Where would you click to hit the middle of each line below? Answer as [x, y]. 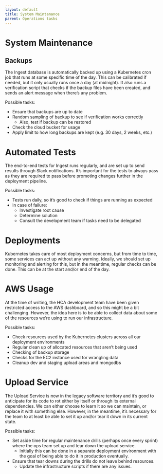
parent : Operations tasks [31, 18]
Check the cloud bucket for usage [46, 128]
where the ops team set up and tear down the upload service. [74, 446]
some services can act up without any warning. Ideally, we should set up [78, 259]
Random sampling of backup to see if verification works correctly [78, 117]
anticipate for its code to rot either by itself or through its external [71, 401]
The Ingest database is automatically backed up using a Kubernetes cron [78, 72]
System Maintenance [49, 43]
